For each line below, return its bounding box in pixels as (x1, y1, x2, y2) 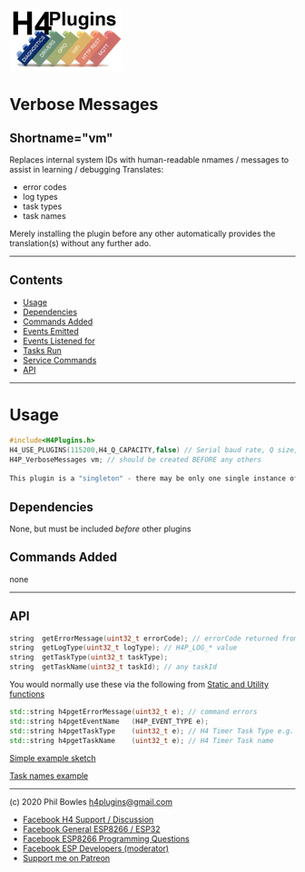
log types (22, 192, 58, 202)
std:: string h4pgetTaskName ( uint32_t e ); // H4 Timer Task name (9, 736, 274, 745)
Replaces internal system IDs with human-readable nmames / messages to (9, 154, 289, 165)
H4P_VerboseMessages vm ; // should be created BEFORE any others (9, 455, 261, 464)
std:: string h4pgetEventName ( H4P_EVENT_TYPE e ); (9, 717, 209, 726)
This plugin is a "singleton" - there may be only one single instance (9, 474, 286, 483)
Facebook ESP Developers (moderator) (22, 843, 170, 854)
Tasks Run (22, 344, 62, 356)
